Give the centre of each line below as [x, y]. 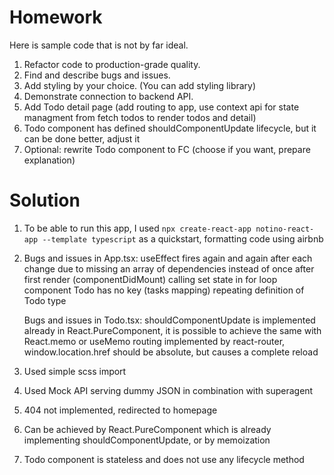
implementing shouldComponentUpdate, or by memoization [147, 440]
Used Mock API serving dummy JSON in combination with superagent [168, 390]
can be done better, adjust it [82, 138]
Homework [56, 17]
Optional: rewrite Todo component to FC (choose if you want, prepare [167, 149]
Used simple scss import [75, 371]
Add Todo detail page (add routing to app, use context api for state [161, 107]
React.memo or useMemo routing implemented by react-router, [154, 341]
